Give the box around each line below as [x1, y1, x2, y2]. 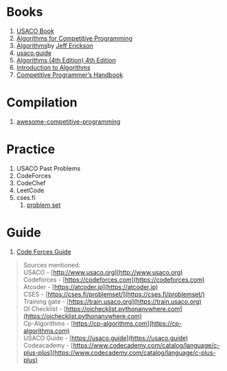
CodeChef [16, 179, 46, 187]
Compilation [6, 95, 77, 111]
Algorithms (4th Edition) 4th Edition [16, 56, 116, 64]
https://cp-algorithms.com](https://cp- [73, 319, 182, 327]
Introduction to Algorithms [16, 63, 91, 71]
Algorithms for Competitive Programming [16, 34, 133, 42]
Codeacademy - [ [23, 341, 73, 349]
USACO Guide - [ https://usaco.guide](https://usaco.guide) [23, 334, 189, 342]
